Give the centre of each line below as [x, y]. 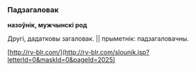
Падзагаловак [33, 10]
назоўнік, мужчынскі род [47, 25]
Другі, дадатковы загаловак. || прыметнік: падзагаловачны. [98, 39]
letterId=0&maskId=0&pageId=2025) [61, 60]
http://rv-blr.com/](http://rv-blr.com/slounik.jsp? [80, 52]
